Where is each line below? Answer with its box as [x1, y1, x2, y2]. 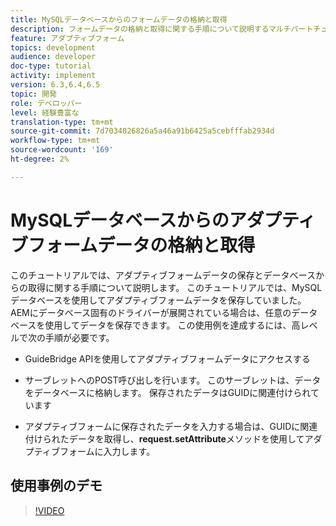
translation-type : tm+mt [10, 117, 114, 127]
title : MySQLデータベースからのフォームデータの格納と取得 [10, 14, 228, 25]
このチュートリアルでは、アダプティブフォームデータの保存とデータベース [10, 269, 316, 281]
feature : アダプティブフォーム [10, 33, 125, 43]
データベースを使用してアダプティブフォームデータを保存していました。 [10, 294, 307, 306]
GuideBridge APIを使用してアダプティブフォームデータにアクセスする [24, 352, 311, 365]
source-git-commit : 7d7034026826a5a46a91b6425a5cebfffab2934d [10, 126, 275, 136]
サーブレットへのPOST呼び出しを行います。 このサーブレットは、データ [24, 374, 322, 386]
